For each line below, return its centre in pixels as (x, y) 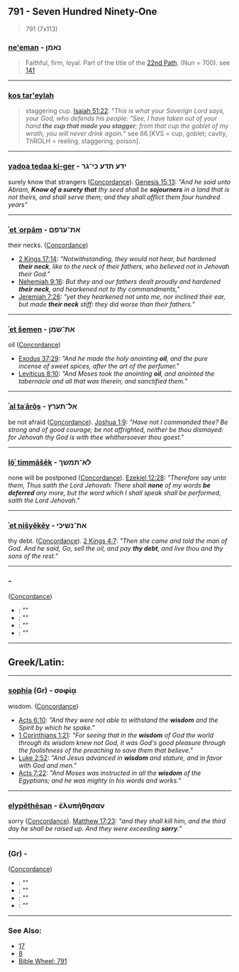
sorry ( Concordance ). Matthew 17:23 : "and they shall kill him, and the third (117, 820)
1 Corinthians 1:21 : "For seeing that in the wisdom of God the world (116, 735)
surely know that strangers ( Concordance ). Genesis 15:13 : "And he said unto (119, 181)
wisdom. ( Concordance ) (43, 706)
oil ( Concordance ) (34, 345)
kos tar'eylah (31, 95)
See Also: (25, 931)
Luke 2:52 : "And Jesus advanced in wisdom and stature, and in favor (120, 758)
